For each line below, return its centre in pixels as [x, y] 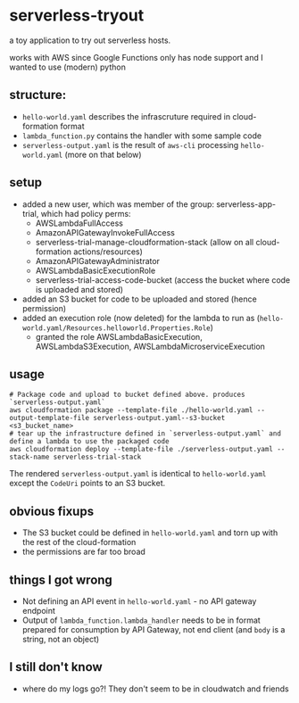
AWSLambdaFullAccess [79, 223]
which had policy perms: [86, 213]
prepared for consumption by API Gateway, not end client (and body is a [154, 629]
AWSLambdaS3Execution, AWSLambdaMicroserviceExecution [150, 346]
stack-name [29, 457]
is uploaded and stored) [79, 289]
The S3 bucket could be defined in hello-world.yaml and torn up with [150, 533]
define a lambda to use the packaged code [89, 442]
